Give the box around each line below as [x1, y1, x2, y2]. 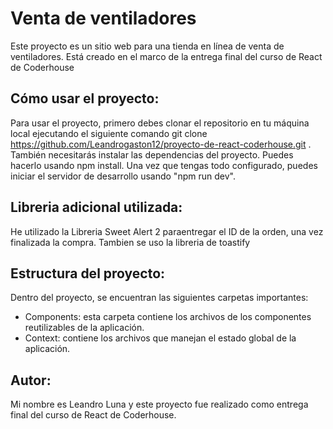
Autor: [10, 372, 52, 389]
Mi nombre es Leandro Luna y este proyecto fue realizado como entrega [10, 398, 309, 411]
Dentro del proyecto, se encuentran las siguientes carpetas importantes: [10, 292, 309, 304]
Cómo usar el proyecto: [10, 90, 160, 107]
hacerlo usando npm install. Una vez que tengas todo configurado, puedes [10, 159, 318, 171]
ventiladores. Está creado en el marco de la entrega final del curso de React [10, 50, 323, 62]
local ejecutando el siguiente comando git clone [10, 127, 208, 139]
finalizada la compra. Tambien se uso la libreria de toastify [10, 236, 251, 248]
